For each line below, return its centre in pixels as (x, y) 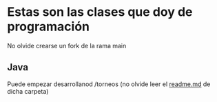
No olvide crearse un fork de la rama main (67, 45)
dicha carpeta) (28, 91)
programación (48, 27)
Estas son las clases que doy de (100, 12)
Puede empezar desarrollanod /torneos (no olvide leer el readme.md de (109, 84)
